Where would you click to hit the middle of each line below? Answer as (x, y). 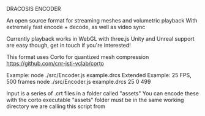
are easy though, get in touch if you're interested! (69, 45)
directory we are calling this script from (56, 106)
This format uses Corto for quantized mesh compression (78, 57)
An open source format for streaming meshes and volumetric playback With (102, 20)
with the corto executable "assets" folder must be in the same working (95, 100)
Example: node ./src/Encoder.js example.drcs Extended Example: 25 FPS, (99, 75)
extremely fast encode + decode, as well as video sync (76, 27)
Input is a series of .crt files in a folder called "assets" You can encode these (103, 93)
